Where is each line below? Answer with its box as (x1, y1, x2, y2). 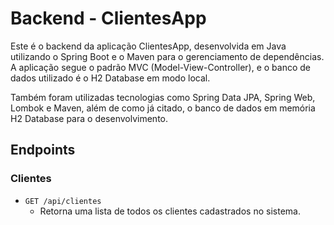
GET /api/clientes (24, 196, 102, 206)
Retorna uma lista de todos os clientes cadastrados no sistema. (39, 205, 301, 217)
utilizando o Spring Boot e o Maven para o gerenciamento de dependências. (10, 50, 325, 62)
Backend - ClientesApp (10, 7, 207, 30)
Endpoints (10, 142, 76, 159)
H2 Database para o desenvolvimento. (10, 112, 169, 124)
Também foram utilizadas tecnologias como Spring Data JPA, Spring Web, (10, 91, 316, 103)
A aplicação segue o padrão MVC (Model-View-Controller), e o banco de (10, 61, 311, 73)
